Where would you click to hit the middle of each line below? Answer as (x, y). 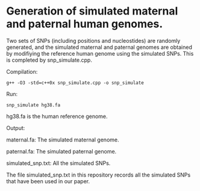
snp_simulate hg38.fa (33, 105)
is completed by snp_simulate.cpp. (49, 60)
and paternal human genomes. (85, 24)
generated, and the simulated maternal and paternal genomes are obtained (99, 47)
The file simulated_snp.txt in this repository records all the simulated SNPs (98, 175)
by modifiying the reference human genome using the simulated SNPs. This (100, 53)
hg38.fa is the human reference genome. (57, 116)
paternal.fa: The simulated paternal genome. (61, 151)
